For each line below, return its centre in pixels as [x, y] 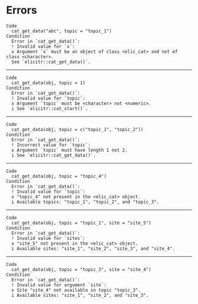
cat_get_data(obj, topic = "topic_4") [59, 176]
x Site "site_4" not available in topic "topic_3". [76, 290]
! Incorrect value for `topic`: [51, 145]
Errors [22, 10]
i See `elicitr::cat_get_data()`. [54, 155]
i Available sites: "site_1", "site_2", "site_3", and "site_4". [93, 248]
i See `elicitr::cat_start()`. [50, 108]
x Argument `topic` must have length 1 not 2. [70, 150]
